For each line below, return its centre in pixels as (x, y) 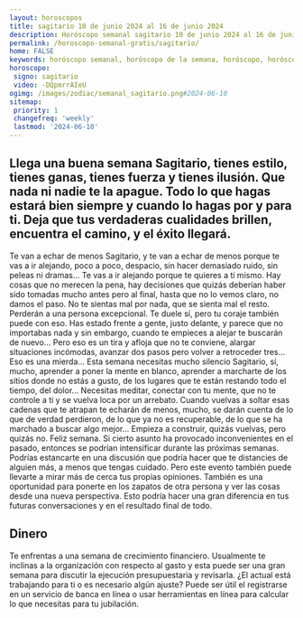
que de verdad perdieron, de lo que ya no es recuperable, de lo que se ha (146, 419)
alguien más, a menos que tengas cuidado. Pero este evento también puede (151, 467)
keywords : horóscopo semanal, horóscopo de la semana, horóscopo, (137, 60)
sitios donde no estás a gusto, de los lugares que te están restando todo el (148, 380)
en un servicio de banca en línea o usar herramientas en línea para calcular (149, 594)
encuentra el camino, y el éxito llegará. (120, 234)
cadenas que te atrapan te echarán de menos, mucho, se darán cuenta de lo (151, 409)
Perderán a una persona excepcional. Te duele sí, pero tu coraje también (144, 314)
